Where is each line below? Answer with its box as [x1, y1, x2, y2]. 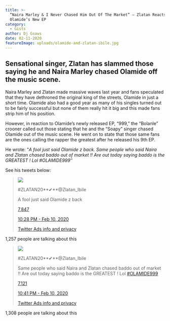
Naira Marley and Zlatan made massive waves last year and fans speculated [5, 89, 164, 95]
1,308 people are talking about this [5, 310, 77, 316]
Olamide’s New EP [10, 17, 47, 22]
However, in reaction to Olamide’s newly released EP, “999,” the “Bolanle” [5, 120, 158, 126]
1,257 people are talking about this [5, 236, 77, 242]
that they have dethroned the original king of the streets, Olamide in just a [5, 94, 158, 100]
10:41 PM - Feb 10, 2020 [17, 290, 68, 296]
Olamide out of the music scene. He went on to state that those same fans [5, 131, 160, 137]
